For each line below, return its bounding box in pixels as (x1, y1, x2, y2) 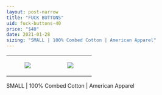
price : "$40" (6, 26, 40, 32)
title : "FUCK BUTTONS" (6, 15, 64, 21)
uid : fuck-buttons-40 (6, 20, 62, 26)
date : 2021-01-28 (6, 32, 51, 38)
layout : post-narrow (6, 9, 59, 15)
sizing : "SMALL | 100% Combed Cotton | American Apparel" (6, 37, 157, 43)
